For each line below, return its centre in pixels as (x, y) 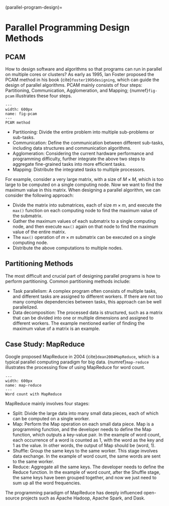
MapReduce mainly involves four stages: (47, 403)
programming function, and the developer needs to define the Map (82, 429)
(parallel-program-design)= (34, 7)
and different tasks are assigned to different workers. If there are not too (88, 296)
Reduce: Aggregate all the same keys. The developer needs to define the (88, 467)
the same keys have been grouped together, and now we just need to (84, 477)
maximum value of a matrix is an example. (56, 328)
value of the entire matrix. (39, 232)
